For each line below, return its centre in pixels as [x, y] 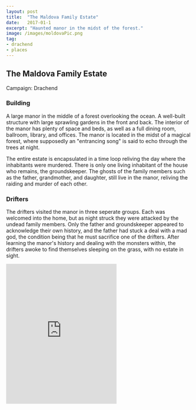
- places [17, 50]
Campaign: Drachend [32, 88]
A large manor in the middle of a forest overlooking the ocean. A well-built [96, 116]
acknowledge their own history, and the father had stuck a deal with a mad [97, 231]
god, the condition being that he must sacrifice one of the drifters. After [93, 237]
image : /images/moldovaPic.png [44, 34]
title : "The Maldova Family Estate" [52, 17]
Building [18, 103]
